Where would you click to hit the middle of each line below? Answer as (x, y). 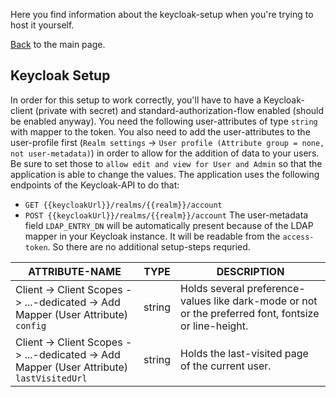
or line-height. (214, 326)
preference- (276, 288)
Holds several (212, 288)
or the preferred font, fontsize (250, 313)
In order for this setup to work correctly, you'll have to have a (136, 100)
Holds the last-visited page (244, 353)
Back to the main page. (58, 44)
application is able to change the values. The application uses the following (165, 174)
